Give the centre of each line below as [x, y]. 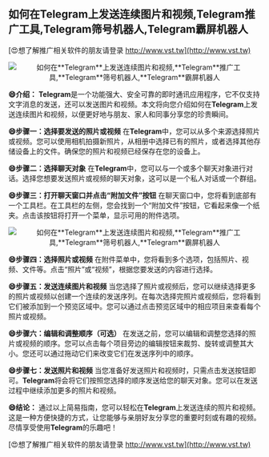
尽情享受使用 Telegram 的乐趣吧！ [63, 427]
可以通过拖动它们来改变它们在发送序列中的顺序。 [116, 353]
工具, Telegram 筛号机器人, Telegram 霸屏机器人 [133, 29]
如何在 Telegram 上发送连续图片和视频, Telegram [126, 14]
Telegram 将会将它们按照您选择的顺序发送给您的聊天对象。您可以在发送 [140, 380]
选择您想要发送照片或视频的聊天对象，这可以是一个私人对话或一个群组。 [141, 178]
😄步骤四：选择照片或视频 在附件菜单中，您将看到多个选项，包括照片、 [125, 259]
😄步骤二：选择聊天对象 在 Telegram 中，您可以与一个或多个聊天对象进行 [127, 168]
